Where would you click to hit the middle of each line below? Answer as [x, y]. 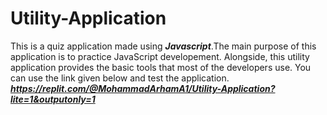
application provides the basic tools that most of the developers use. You [161, 67]
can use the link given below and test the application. [120, 78]
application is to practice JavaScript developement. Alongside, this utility [160, 56]
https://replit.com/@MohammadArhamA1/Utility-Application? [143, 88]
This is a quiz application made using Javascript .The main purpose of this [163, 46]
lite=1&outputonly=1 [53, 99]
